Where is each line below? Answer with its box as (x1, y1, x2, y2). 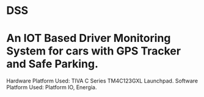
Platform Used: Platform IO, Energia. (6, 84, 97, 91)
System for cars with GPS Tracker (6, 44, 181, 58)
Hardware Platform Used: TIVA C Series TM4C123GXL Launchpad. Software (6, 77, 199, 85)
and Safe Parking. (6, 57, 99, 71)
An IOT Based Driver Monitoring (6, 32, 171, 45)
